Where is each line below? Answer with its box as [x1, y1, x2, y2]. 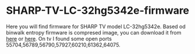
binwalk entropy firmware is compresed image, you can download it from [6, 29, 182, 36]
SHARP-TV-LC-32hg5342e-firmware [6, 4, 190, 17]
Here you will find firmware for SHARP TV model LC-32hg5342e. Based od [6, 23, 186, 30]
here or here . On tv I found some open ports [6, 35, 112, 42]
